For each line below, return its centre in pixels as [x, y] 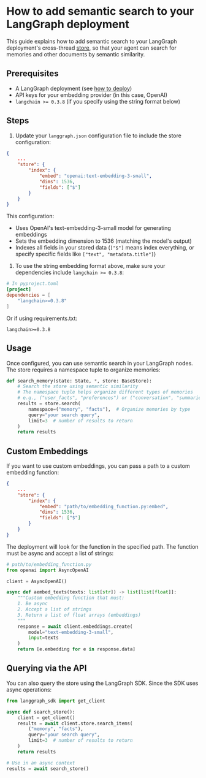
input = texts [44, 638]
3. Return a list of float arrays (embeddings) [79, 615]
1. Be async [32, 604]
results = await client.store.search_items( [75, 723]
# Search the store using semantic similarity [78, 387]
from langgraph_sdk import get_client [56, 701]
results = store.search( [49, 403]
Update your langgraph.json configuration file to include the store [98, 135]
